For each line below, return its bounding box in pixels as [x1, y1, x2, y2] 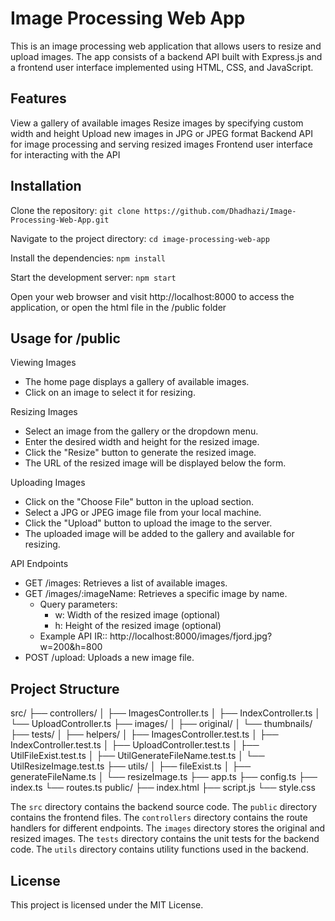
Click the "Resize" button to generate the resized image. [24, 447, 257, 459]
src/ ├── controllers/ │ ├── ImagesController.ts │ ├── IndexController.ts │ [10, 707, 322, 719]
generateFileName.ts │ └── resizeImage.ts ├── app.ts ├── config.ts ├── [10, 771, 318, 783]
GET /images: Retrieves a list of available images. [24, 577, 228, 589]
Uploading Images [10, 477, 86, 489]
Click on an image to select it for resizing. [24, 387, 196, 399]
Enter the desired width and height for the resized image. [24, 436, 260, 448]
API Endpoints [10, 558, 69, 570]
